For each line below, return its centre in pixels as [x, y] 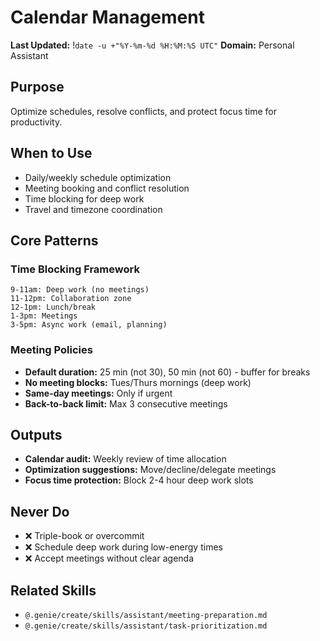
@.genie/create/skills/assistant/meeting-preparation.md [146, 615]
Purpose [37, 87]
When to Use [51, 153]
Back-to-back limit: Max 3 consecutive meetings [126, 403]
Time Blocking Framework [75, 269]
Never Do [40, 511]
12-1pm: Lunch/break [53, 307]
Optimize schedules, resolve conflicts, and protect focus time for [143, 111]
